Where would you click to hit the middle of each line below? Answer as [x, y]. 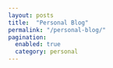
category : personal [47, 52]
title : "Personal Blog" [48, 23]
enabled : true [38, 45]
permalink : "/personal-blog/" [57, 30]
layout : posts [31, 15]
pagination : [27, 37]
